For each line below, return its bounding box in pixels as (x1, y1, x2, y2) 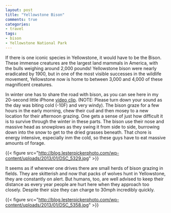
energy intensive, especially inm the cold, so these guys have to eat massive (5, 134, 166, 140)
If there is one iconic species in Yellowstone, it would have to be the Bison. (5, 54, 162, 60)
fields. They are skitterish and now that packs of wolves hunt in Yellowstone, (5, 170, 166, 176)
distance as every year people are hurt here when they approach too (5, 181, 150, 187)
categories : (5, 21, 31, 27)
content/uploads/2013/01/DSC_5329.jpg (5, 155, 89, 161)
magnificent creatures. (5, 81, 53, 87)
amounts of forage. (5, 140, 46, 146)
